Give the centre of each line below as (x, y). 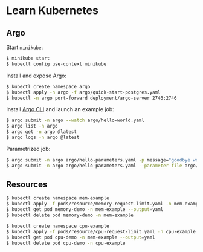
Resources (27, 185)
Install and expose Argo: (36, 76)
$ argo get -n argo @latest (42, 132)
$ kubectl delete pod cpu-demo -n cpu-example (66, 243)
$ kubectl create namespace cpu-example (58, 226)
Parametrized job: (28, 149)
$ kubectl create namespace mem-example (58, 198)
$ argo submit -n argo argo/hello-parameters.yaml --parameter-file (94, 166)
